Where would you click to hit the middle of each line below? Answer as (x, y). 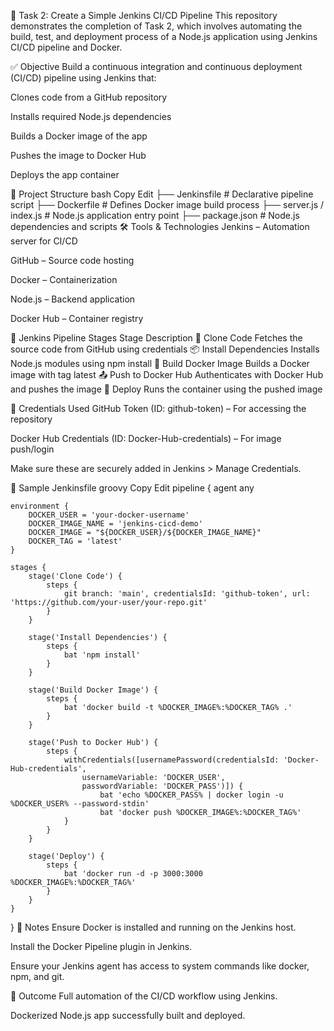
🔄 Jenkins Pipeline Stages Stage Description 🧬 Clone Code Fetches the (156, 338)
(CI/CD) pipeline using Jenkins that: (83, 78)
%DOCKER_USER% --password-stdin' (80, 804)
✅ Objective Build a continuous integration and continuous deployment (156, 66)
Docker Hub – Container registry (77, 318)
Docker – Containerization (64, 279)
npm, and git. (37, 976)
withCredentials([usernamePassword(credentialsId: (171, 760)
